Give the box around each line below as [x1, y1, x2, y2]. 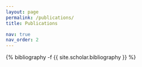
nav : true [5, 31, 31, 37]
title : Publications [5, 20, 59, 26]
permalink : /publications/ [5, 15, 74, 21]
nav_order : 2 [5, 37, 39, 43]
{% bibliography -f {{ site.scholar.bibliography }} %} [5, 54, 137, 61]
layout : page [5, 9, 39, 15]
